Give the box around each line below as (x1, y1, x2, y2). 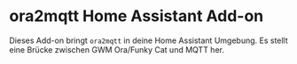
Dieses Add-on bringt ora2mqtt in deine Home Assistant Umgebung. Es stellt (9, 35, 288, 46)
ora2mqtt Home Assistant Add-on (9, 6, 264, 26)
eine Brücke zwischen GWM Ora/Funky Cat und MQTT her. (9, 44, 224, 54)
